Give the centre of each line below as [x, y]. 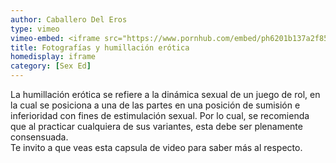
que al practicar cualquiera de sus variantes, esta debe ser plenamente [156, 126]
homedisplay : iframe [53, 57]
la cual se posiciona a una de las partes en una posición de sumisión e [155, 105]
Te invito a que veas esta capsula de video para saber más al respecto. [156, 147]
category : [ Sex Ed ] [51, 66]
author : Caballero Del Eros [69, 19]
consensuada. [39, 137]
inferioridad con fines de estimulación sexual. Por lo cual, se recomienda [160, 115]
